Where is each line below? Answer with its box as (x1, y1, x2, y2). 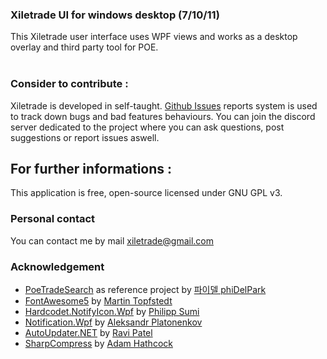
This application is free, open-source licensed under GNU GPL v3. (10, 187, 283, 199)
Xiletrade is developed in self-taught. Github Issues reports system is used (10, 99, 318, 112)
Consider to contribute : (10, 77, 129, 91)
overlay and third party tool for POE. (10, 41, 159, 53)
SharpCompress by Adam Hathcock (24, 338, 173, 349)
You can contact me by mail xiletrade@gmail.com (10, 234, 214, 247)
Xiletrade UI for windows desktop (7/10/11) (10, 8, 220, 22)
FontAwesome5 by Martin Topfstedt (24, 295, 173, 307)
